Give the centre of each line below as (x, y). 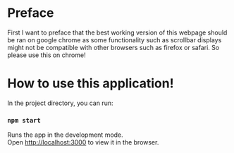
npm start (24, 120)
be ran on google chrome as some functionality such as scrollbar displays (115, 39)
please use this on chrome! (47, 55)
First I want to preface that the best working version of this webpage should (117, 32)
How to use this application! (91, 84)
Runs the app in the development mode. (65, 135)
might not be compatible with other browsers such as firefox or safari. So (113, 47)
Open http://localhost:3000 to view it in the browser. (83, 142)
